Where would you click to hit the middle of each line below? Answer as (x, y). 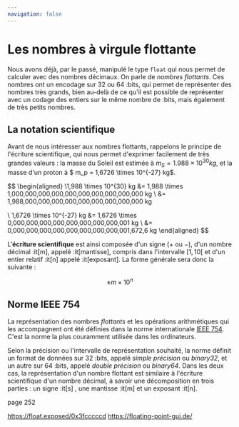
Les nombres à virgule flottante (102, 49)
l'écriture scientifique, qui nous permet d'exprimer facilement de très (108, 154)
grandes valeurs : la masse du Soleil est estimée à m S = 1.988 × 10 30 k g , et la (120, 163)
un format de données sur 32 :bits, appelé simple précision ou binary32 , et (117, 358)
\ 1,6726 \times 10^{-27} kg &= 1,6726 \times (72, 215)
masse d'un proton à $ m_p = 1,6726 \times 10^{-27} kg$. (92, 172)
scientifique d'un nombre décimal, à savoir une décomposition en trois (111, 381)
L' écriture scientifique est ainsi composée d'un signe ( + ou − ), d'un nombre (119, 244)
